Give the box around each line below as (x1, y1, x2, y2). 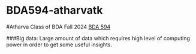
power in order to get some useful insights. (6, 41, 113, 48)
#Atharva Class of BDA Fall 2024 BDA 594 (6, 23, 111, 30)
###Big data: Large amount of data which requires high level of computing (6, 34, 191, 42)
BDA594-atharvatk (6, 4, 103, 17)
